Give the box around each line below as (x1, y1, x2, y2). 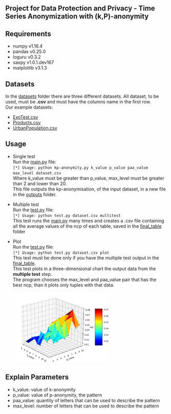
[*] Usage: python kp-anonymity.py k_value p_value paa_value (12, 165, 148, 170)
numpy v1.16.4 (12, 43, 43, 49)
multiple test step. (12, 271, 52, 277)
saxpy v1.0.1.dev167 (12, 59, 54, 66)
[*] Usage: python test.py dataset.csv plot (12, 250, 110, 255)
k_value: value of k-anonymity (12, 386, 76, 393)
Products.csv (12, 120, 41, 126)
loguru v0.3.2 (12, 54, 41, 60)
